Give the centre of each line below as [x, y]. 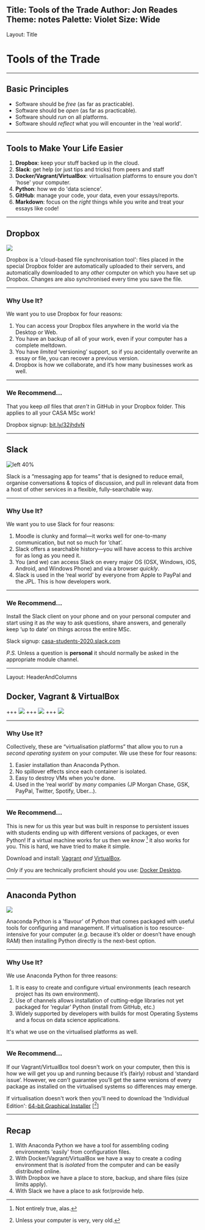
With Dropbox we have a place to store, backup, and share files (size [102, 1178]
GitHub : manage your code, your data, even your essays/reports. [97, 196]
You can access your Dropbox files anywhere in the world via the [97, 326]
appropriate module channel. [43, 659]
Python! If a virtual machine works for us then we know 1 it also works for [98, 839]
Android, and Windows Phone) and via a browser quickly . [87, 568]
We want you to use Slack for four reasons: [60, 524]
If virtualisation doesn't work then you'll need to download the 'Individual [98, 1098]
